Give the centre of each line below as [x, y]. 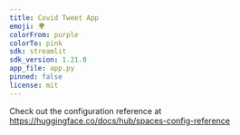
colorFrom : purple [44, 34]
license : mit [34, 85]
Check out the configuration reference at [86, 111]
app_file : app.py [42, 69]
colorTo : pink [36, 43]
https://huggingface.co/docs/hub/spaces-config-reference [120, 121]
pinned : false [36, 77]
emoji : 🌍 [27, 26]
